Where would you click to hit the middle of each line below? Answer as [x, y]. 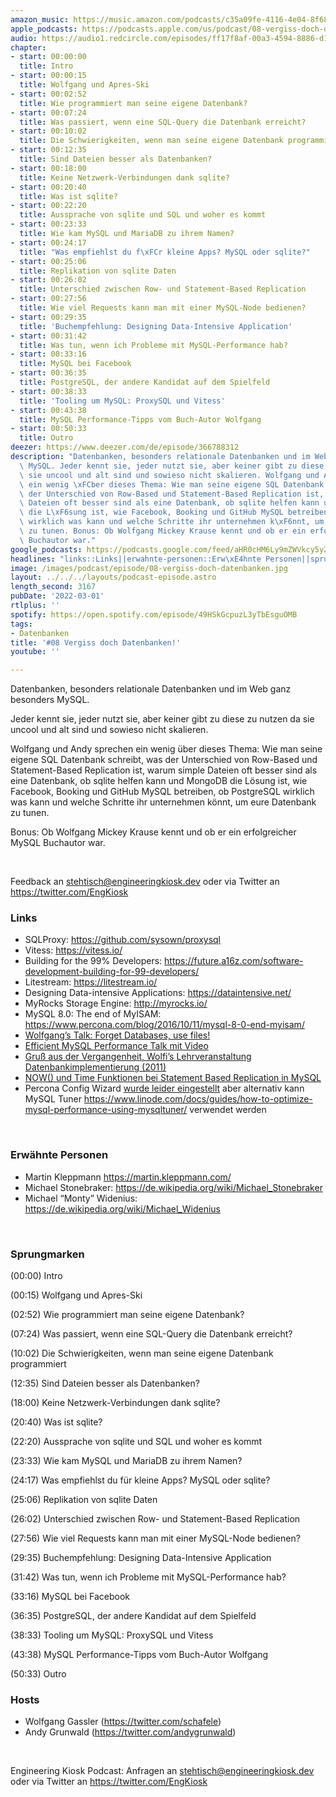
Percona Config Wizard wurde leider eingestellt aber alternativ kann [164, 1088]
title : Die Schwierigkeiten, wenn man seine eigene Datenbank [151, 141]
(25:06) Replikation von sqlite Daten [84, 1500]
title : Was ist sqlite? [68, 196]
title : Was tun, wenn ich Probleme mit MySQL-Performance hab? [153, 345]
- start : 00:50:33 [48, 429]
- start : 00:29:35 [48, 317]
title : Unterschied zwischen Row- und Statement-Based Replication [163, 289]
